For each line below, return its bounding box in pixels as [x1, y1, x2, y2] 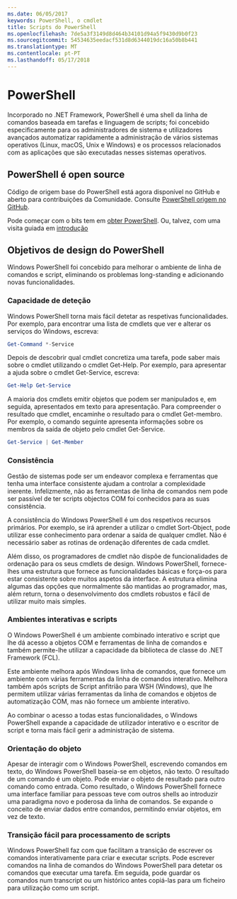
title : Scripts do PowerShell [7, 23, 97, 30]
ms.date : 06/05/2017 [7, 10, 69, 18]
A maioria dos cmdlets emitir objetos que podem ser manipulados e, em [7, 395, 217, 404]
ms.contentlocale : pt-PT [7, 50, 81, 57]
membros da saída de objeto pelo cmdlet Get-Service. [7, 425, 166, 434]
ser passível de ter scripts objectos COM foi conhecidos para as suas [7, 494, 210, 503]
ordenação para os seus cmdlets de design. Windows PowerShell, [7, 559, 200, 567]
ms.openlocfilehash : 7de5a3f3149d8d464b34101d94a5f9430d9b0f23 [7, 30, 198, 38]
